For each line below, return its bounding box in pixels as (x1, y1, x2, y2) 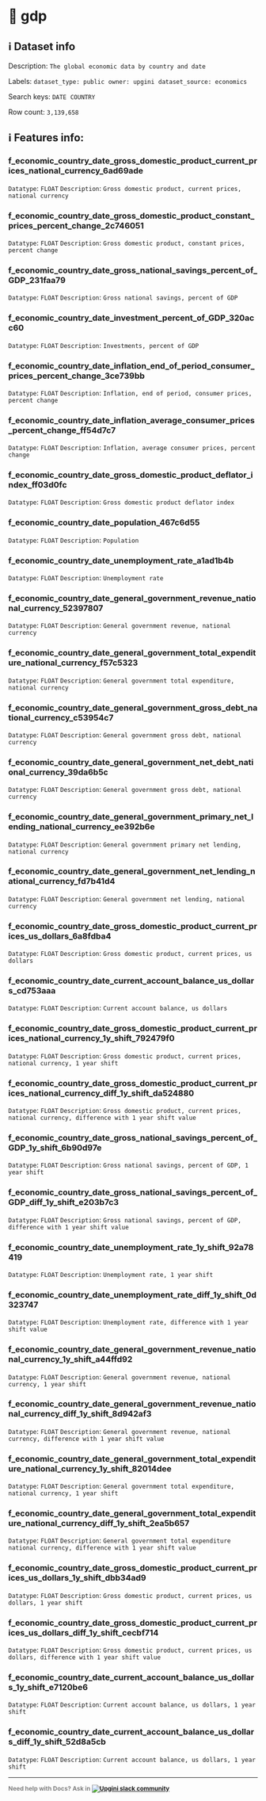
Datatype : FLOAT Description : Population (8, 535, 139, 545)
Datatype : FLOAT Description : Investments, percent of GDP (8, 340, 199, 350)
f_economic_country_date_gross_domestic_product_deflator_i (8, 469, 253, 480)
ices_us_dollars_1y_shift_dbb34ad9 (8, 1573, 146, 1584)
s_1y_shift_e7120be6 (8, 1681, 89, 1692)
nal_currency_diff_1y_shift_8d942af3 (8, 1409, 152, 1420)
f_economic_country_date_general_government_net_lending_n (8, 866, 256, 877)
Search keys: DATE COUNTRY (8, 92, 96, 101)
